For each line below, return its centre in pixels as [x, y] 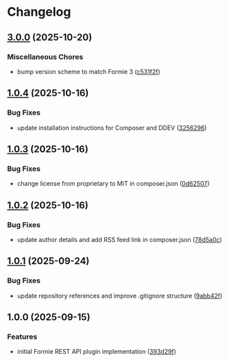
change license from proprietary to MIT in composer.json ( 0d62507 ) [113, 184]
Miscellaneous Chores [45, 57]
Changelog [39, 12]
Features [22, 337]
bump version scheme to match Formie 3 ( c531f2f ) [89, 71]
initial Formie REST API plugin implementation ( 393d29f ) [97, 352]
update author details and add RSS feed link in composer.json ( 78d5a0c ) [119, 239]
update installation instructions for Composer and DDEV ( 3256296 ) [112, 128]
